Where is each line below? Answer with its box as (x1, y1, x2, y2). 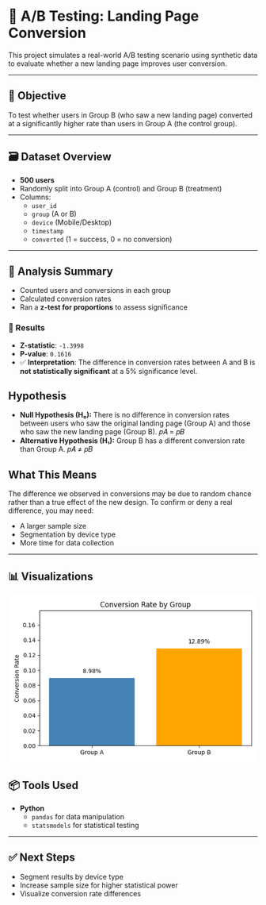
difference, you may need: (8, 506, 94, 515)
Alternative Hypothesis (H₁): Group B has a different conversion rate (19, 436, 245, 445)
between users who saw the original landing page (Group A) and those (19, 418, 251, 428)
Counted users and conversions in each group (19, 286, 172, 295)
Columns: (19, 192, 51, 202)
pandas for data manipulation (31, 811, 125, 821)
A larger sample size (19, 522, 87, 531)
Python (19, 803, 45, 813)
